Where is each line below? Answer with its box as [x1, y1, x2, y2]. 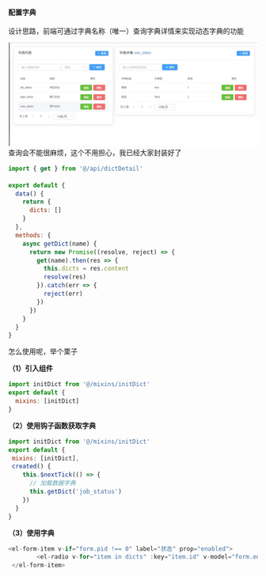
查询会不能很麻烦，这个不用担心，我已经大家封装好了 [8, 147, 182, 157]
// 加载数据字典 [28, 479, 76, 487]
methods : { [15, 231, 51, 239]
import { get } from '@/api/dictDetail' [8, 165, 144, 172]
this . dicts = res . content [43, 265, 129, 273]
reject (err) [43, 290, 83, 298]
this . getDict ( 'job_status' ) [28, 487, 123, 496]
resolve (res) [43, 273, 87, 281]
